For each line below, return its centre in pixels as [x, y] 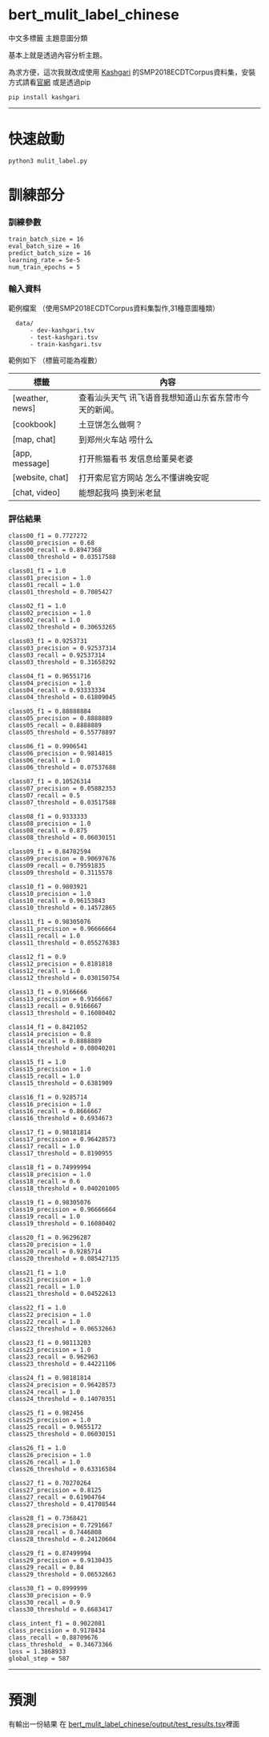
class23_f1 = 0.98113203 [50, 1342]
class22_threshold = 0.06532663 [62, 1329]
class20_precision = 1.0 [50, 1245]
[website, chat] [41, 477]
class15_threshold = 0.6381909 [60, 1083]
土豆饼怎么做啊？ [111, 424]
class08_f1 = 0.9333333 [48, 816]
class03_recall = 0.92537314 [57, 655]
